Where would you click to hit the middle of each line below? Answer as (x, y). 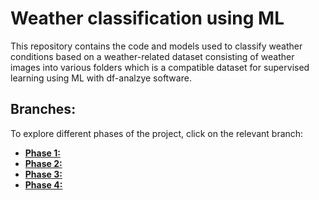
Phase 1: (42, 153)
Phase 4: (43, 184)
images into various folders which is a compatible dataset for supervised (160, 67)
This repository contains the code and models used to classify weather (156, 46)
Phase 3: (43, 174)
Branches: (43, 109)
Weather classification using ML (147, 18)
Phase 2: (43, 163)
